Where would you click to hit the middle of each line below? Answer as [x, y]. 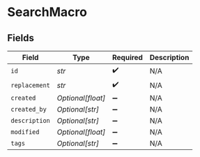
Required [127, 58]
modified [25, 132]
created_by [29, 109]
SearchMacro [47, 12]
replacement [31, 85]
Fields [21, 38]
